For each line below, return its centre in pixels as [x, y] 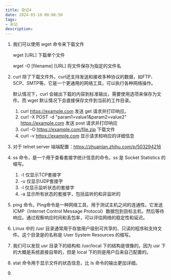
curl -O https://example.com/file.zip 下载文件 [68, 130]
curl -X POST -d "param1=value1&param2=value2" [73, 117]
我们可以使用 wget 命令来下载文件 [48, 44]
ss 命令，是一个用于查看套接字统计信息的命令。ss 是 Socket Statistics [86, 158]
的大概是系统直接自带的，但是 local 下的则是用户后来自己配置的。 [82, 252]
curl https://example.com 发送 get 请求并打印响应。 [74, 111]
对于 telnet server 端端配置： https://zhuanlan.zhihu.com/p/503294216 [87, 147]
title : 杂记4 [18, 10]
